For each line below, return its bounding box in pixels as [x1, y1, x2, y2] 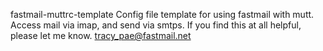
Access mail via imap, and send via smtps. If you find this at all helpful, [10, 19, 302, 31]
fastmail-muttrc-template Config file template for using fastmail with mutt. [10, 9, 315, 20]
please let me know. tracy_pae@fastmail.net [10, 30, 192, 41]
